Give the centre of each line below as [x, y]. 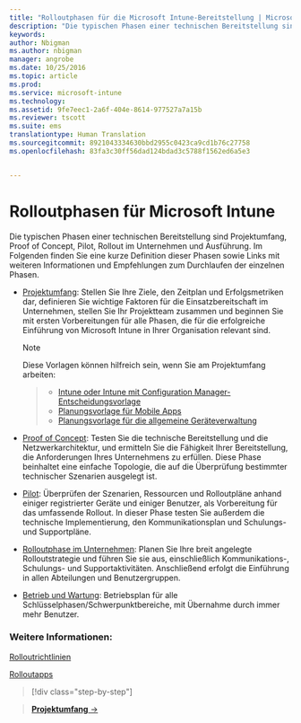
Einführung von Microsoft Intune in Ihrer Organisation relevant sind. [146, 330]
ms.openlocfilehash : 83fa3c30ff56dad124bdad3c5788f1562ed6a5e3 [130, 151]
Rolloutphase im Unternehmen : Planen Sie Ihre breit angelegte [137, 549]
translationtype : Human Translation [77, 135]
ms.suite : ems [36, 127]
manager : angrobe [42, 59]
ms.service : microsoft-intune [66, 93]
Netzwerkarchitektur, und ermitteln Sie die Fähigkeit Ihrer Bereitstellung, [155, 447]
